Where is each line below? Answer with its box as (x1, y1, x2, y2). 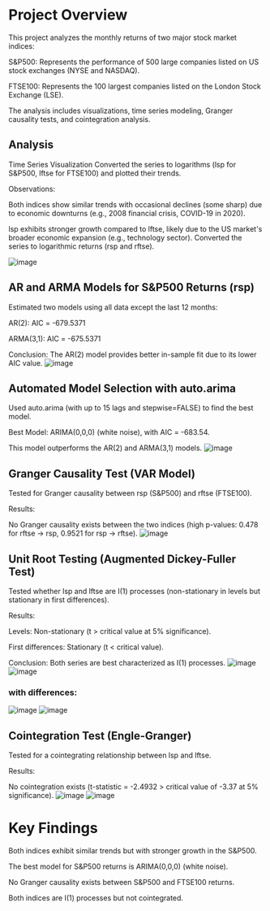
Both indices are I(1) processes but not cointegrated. (8, 893, 184, 903)
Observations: (8, 184, 56, 193)
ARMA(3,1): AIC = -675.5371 (8, 333, 101, 343)
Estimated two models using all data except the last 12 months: (8, 302, 218, 312)
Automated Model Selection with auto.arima (8, 381, 237, 395)
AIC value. (8, 358, 43, 367)
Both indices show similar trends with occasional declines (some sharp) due (8, 199, 263, 209)
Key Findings (8, 819, 99, 838)
